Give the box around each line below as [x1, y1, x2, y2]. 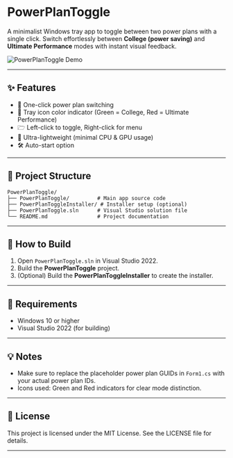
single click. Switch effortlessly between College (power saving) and [7, 34, 205, 42]
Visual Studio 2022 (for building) [17, 324, 111, 332]
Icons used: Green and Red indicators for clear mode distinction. [17, 384, 202, 392]
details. [7, 436, 28, 445]
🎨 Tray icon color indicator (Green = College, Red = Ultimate [17, 108, 189, 116]
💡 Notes [7, 350, 43, 362]
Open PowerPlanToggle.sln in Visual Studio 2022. [17, 256, 158, 265]
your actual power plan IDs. [17, 377, 96, 384]
